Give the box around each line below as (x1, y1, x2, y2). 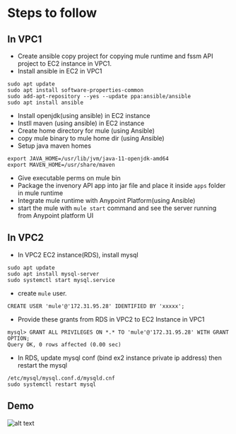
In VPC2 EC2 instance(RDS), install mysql (17, 250, 139, 259)
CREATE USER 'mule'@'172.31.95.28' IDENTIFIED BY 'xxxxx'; (7, 303, 185, 310)
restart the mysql (17, 360, 68, 369)
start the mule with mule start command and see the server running (17, 204, 217, 212)
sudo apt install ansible (7, 99, 83, 106)
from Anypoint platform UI (17, 211, 94, 220)
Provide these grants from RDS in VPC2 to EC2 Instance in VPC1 (17, 315, 205, 323)
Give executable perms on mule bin (17, 174, 122, 182)
